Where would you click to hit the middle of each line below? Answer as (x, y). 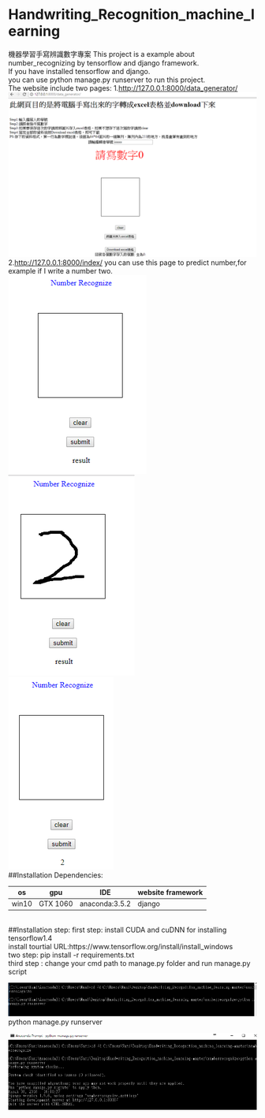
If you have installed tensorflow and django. (79, 71)
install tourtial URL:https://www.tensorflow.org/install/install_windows (121, 946)
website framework (170, 893)
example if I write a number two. (60, 270)
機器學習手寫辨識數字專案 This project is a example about (101, 54)
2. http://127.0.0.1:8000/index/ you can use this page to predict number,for (127, 263)
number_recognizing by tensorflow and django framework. (104, 63)
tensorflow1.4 (30, 938)
